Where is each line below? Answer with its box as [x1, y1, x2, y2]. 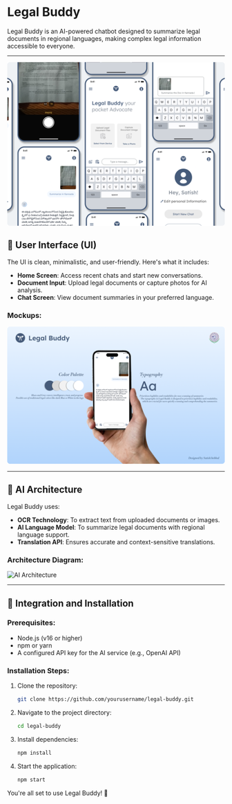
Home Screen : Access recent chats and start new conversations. [17, 271, 203, 279]
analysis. [17, 285, 43, 294]
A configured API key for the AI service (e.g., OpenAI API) [17, 648, 181, 656]
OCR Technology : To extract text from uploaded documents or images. [17, 515, 220, 524]
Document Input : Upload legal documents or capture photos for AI [17, 278, 207, 287]
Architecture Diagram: [7, 555, 84, 564]
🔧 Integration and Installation [7, 597, 134, 609]
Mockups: [7, 310, 42, 320]
